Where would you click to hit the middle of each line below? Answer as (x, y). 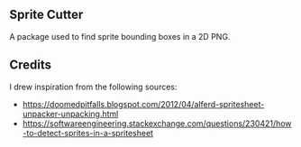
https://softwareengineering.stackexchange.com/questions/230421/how (157, 123)
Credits (31, 65)
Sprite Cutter (46, 15)
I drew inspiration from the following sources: (93, 87)
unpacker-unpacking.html (70, 114)
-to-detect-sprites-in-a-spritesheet (88, 133)
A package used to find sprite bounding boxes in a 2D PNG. (120, 36)
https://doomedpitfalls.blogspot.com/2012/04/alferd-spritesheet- (143, 104)
